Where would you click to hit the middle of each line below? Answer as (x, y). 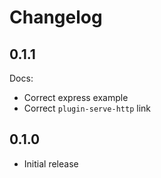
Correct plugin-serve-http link (87, 108)
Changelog (56, 17)
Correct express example (76, 97)
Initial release (51, 163)
